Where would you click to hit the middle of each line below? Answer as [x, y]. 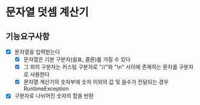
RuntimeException [46, 89]
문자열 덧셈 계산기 [47, 12]
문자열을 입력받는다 [37, 52]
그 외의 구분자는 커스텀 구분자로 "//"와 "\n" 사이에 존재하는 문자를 [100, 67]
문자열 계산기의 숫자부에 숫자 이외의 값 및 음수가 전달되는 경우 [96, 82]
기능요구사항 [27, 36]
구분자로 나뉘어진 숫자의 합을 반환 [54, 96]
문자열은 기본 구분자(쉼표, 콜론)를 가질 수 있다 [77, 59]
